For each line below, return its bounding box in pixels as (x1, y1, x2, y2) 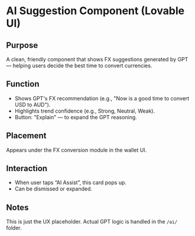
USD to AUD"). (14, 101, 51, 108)
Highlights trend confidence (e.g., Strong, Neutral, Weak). (14, 107, 155, 114)
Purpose (6, 40, 38, 50)
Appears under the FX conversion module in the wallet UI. (6, 146, 147, 153)
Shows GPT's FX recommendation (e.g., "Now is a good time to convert (14, 94, 190, 101)
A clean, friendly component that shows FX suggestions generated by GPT (6, 56, 188, 63)
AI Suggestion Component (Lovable (6, 4, 185, 18)
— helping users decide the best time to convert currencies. (6, 62, 152, 69)
